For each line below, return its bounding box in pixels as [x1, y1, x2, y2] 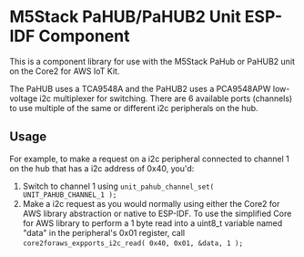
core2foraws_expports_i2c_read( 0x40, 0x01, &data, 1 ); [22, 239, 244, 248]
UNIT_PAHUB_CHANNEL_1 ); [22, 190, 117, 200]
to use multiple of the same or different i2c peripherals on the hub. [9, 102, 258, 113]
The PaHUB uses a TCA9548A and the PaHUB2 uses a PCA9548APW [9, 83, 271, 94]
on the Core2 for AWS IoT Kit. [9, 66, 120, 77]
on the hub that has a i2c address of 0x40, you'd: [9, 162, 195, 174]
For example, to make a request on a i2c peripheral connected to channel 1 [9, 153, 289, 164]
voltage [9, 93, 38, 104]
